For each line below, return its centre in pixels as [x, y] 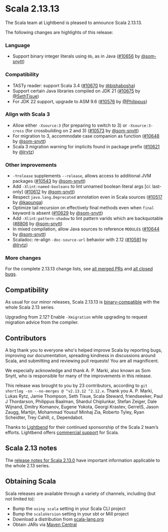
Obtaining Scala [31, 481]
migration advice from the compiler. [42, 322]
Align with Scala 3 [28, 114]
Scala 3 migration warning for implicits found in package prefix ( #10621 [86, 146]
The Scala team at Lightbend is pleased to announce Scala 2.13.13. [74, 23]
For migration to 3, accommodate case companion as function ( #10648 [86, 136]
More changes [23, 258]
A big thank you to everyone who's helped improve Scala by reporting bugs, [84, 350]
